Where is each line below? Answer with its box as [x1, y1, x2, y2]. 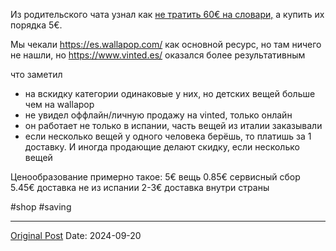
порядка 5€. [10, 19, 63, 31]
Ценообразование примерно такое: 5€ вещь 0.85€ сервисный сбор [10, 171, 301, 183]
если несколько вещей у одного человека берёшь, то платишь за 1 [24, 130, 312, 142]
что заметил [10, 69, 63, 80]
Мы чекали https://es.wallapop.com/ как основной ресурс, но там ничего [10, 39, 322, 50]
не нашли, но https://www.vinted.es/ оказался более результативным [10, 49, 306, 61]
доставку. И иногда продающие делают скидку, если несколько [24, 141, 300, 153]
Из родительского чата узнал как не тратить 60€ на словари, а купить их [10, 9, 325, 20]
